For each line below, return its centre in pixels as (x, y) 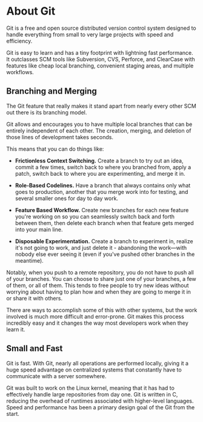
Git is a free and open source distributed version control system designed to (101, 28)
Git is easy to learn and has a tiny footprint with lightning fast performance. (100, 52)
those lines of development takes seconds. (60, 137)
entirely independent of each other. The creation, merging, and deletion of (99, 130)
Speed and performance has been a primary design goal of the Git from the (101, 407)
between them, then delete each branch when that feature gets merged (104, 223)
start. (13, 413)
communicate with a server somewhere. (56, 376)
